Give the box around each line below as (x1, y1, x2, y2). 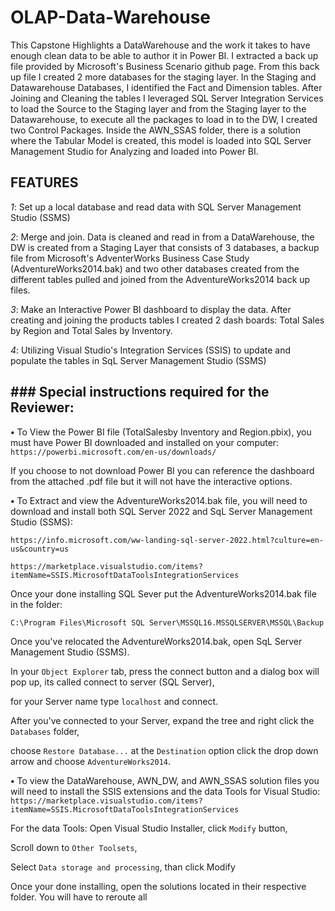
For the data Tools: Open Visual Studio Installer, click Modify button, (10, 822, 288, 834)
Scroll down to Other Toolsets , (10, 841, 138, 853)
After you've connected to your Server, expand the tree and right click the (10, 714, 315, 726)
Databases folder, (10, 725, 80, 737)
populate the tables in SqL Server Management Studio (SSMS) (10, 354, 267, 366)
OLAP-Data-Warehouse (10, 6, 212, 29)
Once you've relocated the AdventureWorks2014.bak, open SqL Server (10, 635, 303, 647)
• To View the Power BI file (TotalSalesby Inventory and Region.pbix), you (10, 426, 312, 438)
